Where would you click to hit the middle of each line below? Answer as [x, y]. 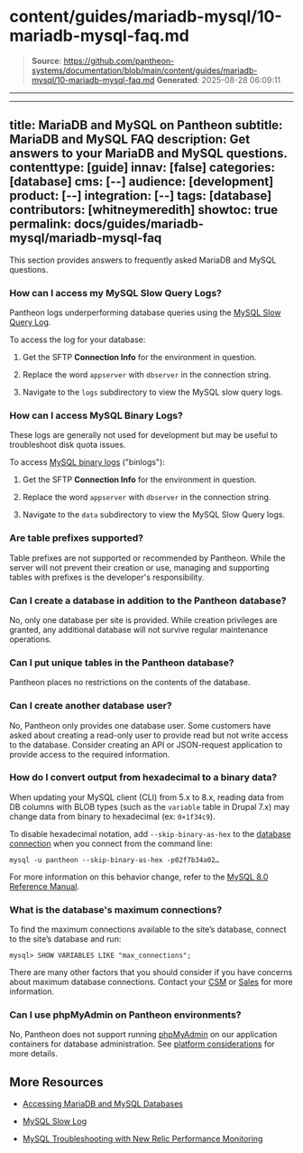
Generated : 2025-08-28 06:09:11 [219, 79]
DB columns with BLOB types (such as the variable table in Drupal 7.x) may [150, 806]
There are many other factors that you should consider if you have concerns [151, 972]
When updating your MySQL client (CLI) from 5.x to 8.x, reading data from [147, 797]
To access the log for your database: [78, 339]
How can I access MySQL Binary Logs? [96, 415]
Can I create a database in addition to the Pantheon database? [148, 600]
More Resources [56, 1082]
